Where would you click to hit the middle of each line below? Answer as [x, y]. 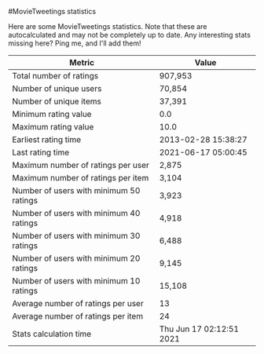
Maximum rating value [53, 127]
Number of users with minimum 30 [76, 236]
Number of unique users [57, 88]
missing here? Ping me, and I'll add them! [75, 43]
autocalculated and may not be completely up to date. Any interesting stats [130, 35]
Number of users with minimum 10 [76, 281]
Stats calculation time [52, 334]
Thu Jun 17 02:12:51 [199, 329]
